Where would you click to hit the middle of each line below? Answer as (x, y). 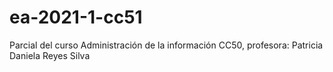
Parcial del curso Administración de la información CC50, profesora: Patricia (166, 45)
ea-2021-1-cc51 (76, 17)
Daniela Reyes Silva (50, 55)
